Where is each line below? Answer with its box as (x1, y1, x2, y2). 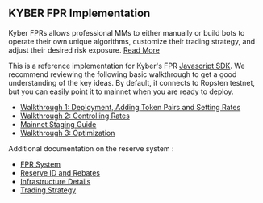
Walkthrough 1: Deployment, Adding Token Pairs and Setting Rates (19, 102, 241, 112)
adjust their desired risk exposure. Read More (8, 44, 160, 55)
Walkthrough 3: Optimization (19, 128, 115, 137)
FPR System (19, 159, 61, 169)
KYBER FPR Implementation (8, 6, 151, 20)
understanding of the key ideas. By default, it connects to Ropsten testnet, (8, 78, 256, 87)
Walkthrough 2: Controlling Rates (19, 111, 131, 121)
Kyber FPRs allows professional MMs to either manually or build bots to (8, 27, 245, 37)
